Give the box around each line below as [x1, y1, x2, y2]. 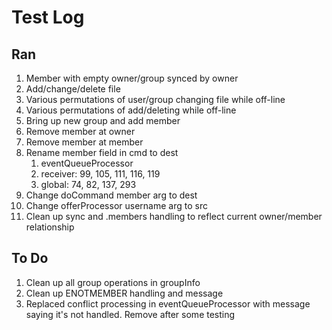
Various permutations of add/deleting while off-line [25, 104, 237, 116]
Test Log [11, 6, 85, 29]
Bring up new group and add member [25, 115, 181, 126]
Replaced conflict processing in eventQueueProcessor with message [25, 297, 311, 310]
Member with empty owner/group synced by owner [25, 72, 239, 84]
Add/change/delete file [25, 83, 121, 95]
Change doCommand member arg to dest [25, 189, 198, 201]
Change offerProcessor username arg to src [25, 200, 208, 211]
